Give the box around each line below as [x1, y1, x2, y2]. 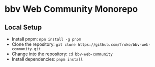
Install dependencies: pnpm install [11, 56, 83, 62]
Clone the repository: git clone [11, 41, 76, 47]
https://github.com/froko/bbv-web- [77, 42, 151, 47]
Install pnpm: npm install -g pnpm [11, 36, 82, 42]
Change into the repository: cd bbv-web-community [11, 51, 113, 57]
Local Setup [4, 23, 42, 32]
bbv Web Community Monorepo [4, 3, 138, 15]
